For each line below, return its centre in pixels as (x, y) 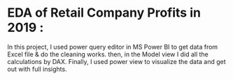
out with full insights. (37, 69)
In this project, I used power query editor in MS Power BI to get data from (113, 47)
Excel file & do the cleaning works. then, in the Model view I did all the (108, 54)
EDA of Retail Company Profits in (104, 13)
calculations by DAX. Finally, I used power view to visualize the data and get (116, 61)
